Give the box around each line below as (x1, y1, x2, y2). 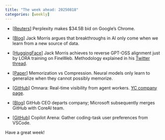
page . (12, 90, 25, 96)
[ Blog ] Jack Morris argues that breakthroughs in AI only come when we (12, 35, 159, 41)
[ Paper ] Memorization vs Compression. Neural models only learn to (12, 70, 150, 76)
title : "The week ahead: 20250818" (5, 7, 79, 12)
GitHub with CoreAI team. (12, 105, 64, 111)
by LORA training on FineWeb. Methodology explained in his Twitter (12, 55, 150, 61)
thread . (12, 60, 27, 66)
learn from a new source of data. (12, 40, 79, 46)
